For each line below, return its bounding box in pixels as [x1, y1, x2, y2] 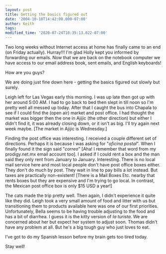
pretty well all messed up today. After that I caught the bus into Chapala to [5, 105, 157, 110]
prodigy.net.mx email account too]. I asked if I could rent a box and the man [5, 151, 160, 157]
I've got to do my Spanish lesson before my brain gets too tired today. [5, 234, 148, 240]
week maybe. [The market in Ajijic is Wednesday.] [5, 126, 107, 132]
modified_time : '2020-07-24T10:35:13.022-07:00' [5, 30, 108, 35]
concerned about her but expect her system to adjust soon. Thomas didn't [5, 219, 158, 225]
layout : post [5, 7, 32, 12]
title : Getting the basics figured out [5, 12, 88, 17]
